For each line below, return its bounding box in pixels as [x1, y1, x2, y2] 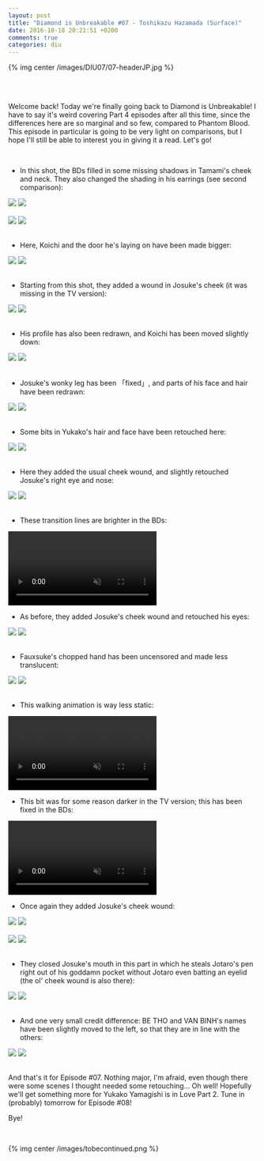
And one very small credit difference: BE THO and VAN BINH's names [19, 1016, 247, 1026]
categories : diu [8, 41, 62, 49]
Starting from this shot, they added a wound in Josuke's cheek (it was [19, 281, 247, 290]
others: [19, 1033, 43, 1042]
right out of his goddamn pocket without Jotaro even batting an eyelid [19, 967, 247, 977]
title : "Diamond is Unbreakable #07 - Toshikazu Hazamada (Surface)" [8, 19, 243, 27]
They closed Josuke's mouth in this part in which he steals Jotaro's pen [19, 959, 254, 969]
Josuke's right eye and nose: [19, 476, 115, 485]
